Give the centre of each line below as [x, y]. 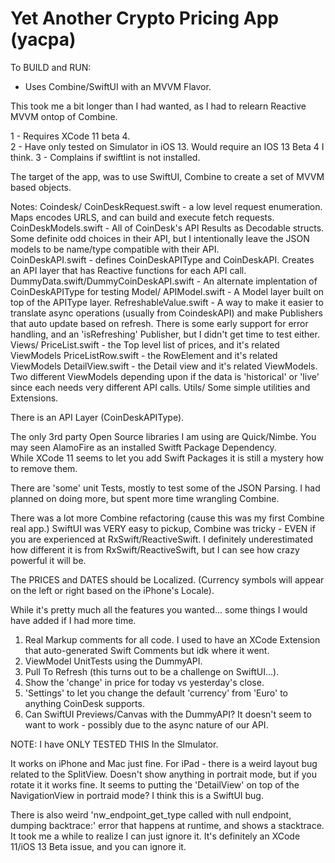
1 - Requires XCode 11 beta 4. [70, 136]
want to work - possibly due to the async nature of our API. [146, 724]
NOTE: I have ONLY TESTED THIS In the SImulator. [114, 744]
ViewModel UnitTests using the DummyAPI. [113, 661]
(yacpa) [43, 39]
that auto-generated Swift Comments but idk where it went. [147, 650]
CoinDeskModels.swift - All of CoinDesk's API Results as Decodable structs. [167, 228]
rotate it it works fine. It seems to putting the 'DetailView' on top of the [155, 784]
